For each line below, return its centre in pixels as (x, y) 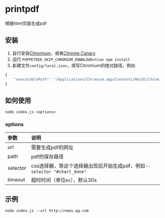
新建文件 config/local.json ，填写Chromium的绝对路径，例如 (74, 65)
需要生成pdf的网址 (52, 148)
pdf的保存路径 (47, 157)
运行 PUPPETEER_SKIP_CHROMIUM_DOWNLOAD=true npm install (71, 59)
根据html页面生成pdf (26, 23)
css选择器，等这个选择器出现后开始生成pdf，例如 (88, 166)
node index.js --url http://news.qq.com (47, 211)
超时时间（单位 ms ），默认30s (64, 180)
